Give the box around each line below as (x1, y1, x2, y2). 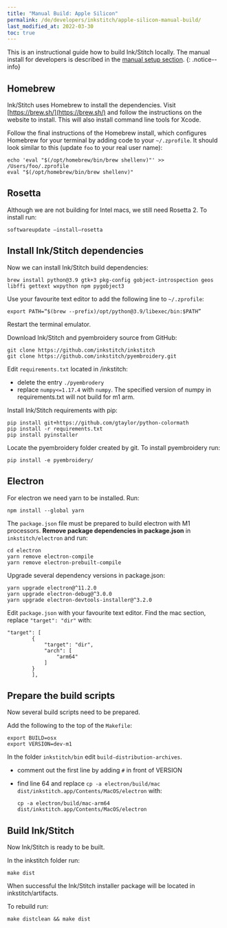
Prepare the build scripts (7, 689, 116, 702)
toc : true (7, 29, 36, 36)
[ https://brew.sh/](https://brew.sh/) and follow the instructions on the (7, 108, 202, 117)
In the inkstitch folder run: (7, 856, 80, 865)
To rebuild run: (7, 903, 49, 911)
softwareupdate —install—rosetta (7, 226, 103, 233)
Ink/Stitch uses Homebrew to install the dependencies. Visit (7, 101, 176, 109)
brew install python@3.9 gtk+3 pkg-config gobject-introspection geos (7, 277, 214, 283)
